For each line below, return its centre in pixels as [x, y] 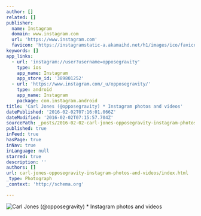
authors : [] [21, 168]
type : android [34, 90]
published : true [26, 129]
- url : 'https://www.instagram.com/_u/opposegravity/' [81, 84]
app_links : [20, 56]
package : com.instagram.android [57, 101]
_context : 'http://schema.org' [45, 184]
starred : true [24, 156]
